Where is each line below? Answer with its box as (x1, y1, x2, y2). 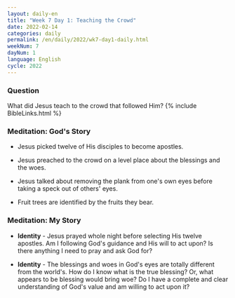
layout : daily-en (7, 10, 58, 18)
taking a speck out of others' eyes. (17, 184, 118, 193)
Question (7, 86, 40, 95)
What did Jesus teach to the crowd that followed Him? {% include (7, 101, 197, 109)
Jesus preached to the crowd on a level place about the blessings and (17, 156, 220, 165)
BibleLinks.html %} (7, 109, 62, 117)
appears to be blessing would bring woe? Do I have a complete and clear (17, 275, 229, 283)
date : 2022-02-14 (7, 23, 58, 30)
